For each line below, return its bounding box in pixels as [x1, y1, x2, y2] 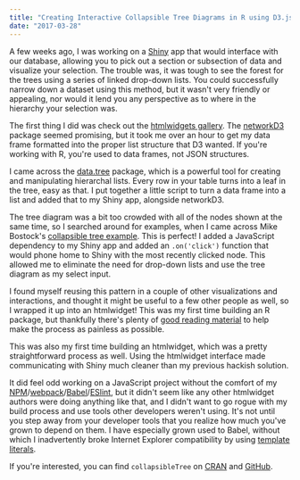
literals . [9, 443, 37, 454]
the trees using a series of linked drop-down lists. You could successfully [9, 74, 279, 85]
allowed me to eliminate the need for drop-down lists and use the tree [9, 259, 266, 269]
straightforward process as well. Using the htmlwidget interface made [9, 350, 266, 361]
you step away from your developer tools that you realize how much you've [9, 415, 287, 426]
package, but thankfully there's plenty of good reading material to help [9, 314, 270, 325]
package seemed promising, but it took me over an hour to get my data [9, 129, 271, 140]
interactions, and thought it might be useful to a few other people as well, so [9, 295, 289, 306]
